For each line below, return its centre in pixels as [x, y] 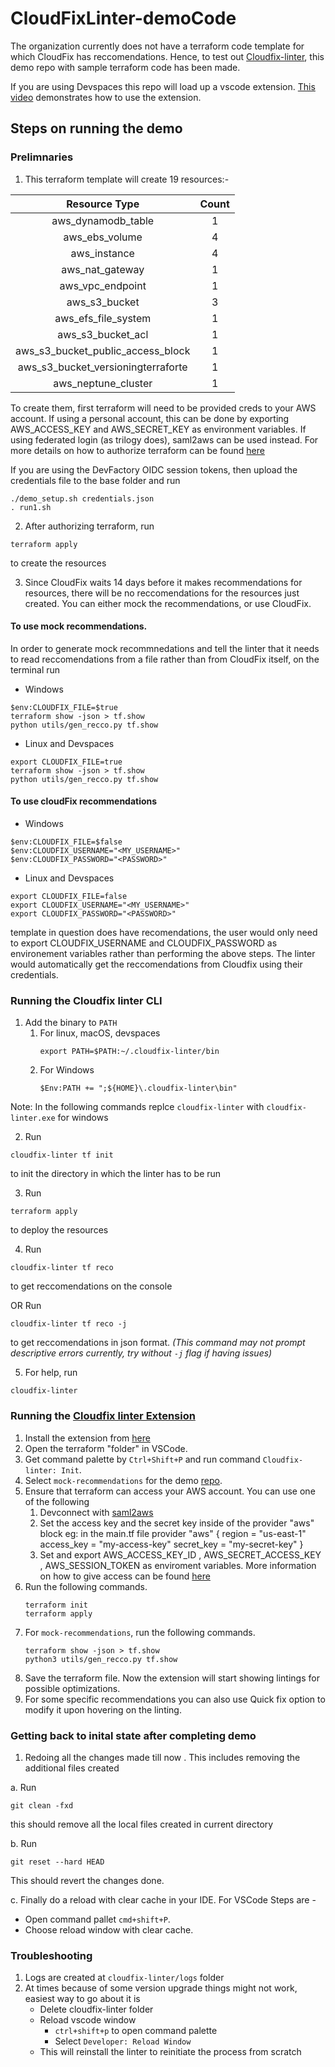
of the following [57, 1501]
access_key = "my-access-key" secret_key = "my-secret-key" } [171, 1544]
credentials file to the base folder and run [95, 480]
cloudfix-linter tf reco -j [69, 1324]
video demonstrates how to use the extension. [106, 97]
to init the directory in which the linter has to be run [116, 1174]
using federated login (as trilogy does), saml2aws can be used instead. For [164, 439]
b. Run [24, 1843]
